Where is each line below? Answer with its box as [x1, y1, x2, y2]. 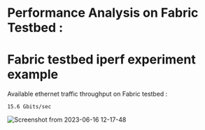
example [7, 66, 59, 82]
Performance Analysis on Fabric [7, 5, 199, 21]
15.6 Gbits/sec [7, 103, 52, 110]
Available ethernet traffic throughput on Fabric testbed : [7, 89, 168, 99]
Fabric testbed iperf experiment [7, 52, 196, 68]
